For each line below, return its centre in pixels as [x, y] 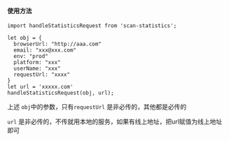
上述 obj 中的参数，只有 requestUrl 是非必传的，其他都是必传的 [97, 107]
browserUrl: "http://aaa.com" [57, 44]
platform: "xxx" [37, 63]
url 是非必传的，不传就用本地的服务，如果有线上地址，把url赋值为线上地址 [115, 121]
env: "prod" [31, 57]
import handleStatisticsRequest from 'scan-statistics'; [92, 26]
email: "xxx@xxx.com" [45, 50]
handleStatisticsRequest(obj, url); [61, 93]
